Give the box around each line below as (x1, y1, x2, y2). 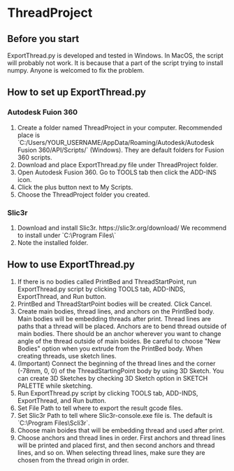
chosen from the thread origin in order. (17, 456, 129, 464)
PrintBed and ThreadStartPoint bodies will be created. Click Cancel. (17, 300, 212, 308)
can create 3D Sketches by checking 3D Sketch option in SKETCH (17, 374, 208, 382)
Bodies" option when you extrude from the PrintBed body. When (17, 344, 203, 353)
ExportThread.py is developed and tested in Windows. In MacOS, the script (7, 51, 224, 59)
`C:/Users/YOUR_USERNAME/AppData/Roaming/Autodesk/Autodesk (17, 138, 214, 146)
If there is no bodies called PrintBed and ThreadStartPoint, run (17, 277, 197, 286)
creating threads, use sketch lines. (17, 351, 117, 360)
